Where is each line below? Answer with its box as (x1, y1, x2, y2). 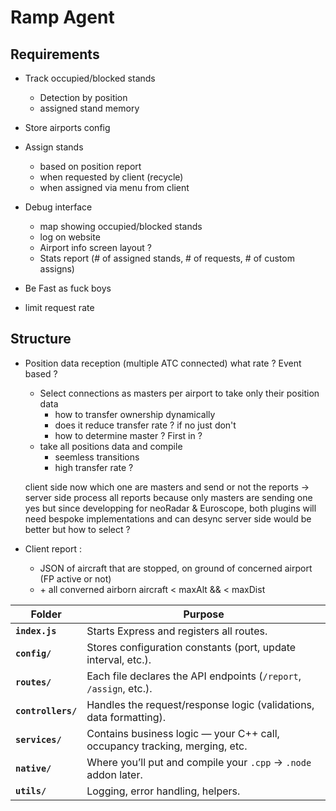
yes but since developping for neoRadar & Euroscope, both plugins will (24, 502, 317, 514)
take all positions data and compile (39, 440, 183, 452)
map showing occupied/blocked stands (39, 221, 203, 232)
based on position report (39, 161, 142, 172)
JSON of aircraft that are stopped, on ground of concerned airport (39, 562, 313, 574)
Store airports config (24, 122, 111, 133)
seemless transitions (54, 451, 140, 463)
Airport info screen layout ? (39, 242, 152, 253)
